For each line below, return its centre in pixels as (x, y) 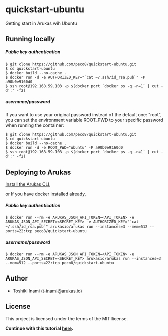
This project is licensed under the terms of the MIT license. (66, 318)
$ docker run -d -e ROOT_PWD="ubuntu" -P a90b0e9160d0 (64, 148)
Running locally (30, 39)
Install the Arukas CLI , (28, 184)
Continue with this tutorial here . (39, 328)
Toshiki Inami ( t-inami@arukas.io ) (47, 291)
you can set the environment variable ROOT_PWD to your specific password (84, 120)
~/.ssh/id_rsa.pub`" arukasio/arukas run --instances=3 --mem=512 (76, 227)
